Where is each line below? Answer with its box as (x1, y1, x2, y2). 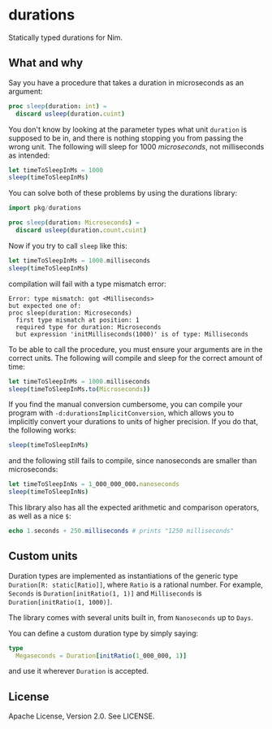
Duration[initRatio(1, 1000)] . (8, 597, 113, 606)
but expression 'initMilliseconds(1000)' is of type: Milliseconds (15, 330, 249, 338)
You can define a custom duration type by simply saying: (8, 628, 199, 638)
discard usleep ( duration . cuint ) (15, 110, 126, 118)
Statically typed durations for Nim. (8, 33, 123, 42)
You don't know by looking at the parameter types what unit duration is (8, 124, 248, 134)
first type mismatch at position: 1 (15, 315, 140, 324)
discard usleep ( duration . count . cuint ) (15, 226, 148, 234)
